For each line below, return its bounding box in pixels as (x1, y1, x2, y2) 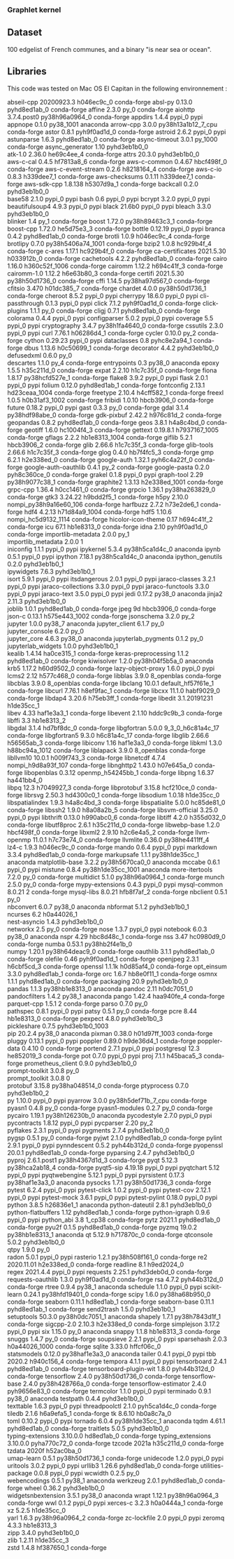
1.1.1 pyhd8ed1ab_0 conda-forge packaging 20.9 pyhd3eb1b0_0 (7, 977, 189, 985)
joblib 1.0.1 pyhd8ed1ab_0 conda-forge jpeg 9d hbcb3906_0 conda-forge (7, 605, 217, 613)
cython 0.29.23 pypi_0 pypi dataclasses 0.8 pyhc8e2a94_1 (24, 336, 192, 344)
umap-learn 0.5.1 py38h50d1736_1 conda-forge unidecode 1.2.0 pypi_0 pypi (7, 1454, 224, 1462)
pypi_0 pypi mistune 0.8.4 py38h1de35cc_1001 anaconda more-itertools (7, 865, 213, 874)
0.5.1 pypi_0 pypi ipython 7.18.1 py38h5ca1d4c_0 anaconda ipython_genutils (7, 552, 223, 560)
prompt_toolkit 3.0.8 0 (7, 1074, 71, 1082)
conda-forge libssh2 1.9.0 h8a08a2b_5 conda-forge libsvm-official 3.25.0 (7, 805, 219, 814)
